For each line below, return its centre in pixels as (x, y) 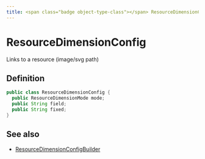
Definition (25, 78)
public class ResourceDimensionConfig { (59, 92)
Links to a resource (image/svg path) (53, 59)
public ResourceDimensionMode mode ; (58, 98)
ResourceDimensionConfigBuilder (58, 149)
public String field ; (39, 104)
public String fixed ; (39, 109)
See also (23, 134)
